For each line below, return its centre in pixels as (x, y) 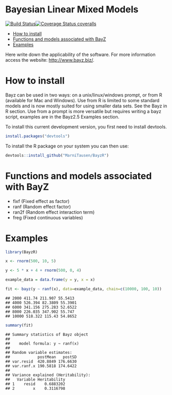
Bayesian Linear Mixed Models (72, 10)
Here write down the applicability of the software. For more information (80, 54)
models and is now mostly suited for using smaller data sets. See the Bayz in (86, 106)
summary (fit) (19, 325)
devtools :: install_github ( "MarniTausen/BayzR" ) (57, 155)
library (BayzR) (22, 252)
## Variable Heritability (35, 379)
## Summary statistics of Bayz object (47, 334)
